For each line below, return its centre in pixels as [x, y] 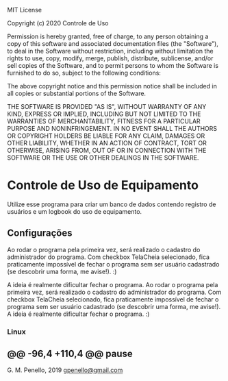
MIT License [25, 10]
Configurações [40, 233]
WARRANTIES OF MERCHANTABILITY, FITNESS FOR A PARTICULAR [104, 121]
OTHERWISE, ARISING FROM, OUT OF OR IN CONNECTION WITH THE [107, 150]
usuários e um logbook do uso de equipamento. [75, 211]
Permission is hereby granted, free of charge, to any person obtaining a [108, 36]
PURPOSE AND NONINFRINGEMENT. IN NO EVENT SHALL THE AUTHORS [112, 128]
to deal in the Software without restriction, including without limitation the [110, 51]
